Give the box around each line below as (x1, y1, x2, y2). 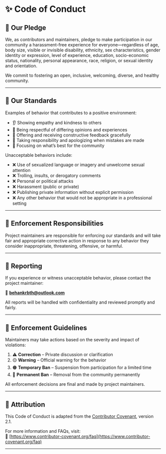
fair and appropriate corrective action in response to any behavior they (5, 237, 149, 243)
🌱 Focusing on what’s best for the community (12, 142, 105, 148)
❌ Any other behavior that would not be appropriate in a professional (12, 194, 152, 201)
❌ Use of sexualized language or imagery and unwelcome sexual (12, 162, 145, 168)
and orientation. (5, 63, 38, 69)
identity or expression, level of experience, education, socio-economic (5, 52, 149, 58)
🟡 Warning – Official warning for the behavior (12, 357, 107, 363)
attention (12, 167, 31, 173)
